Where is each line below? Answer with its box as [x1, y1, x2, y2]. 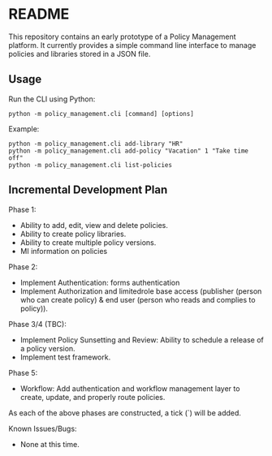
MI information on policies [19, 246, 108, 256]
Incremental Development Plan [8, 183, 168, 197]
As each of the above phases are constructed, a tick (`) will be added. [8, 407, 242, 418]
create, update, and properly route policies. [19, 392, 166, 402]
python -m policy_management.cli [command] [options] [8, 110, 195, 118]
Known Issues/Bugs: [8, 424, 77, 433]
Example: [8, 123, 40, 134]
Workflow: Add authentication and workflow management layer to [19, 383, 240, 394]
